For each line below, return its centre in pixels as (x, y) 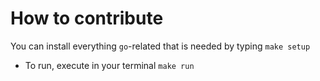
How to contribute (87, 18)
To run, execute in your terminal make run (109, 65)
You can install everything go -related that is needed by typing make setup (160, 46)
